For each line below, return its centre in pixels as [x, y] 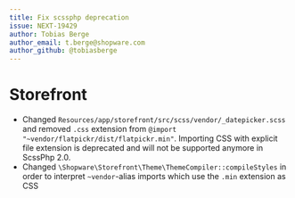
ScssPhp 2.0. [46, 158]
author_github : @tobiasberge [63, 51]
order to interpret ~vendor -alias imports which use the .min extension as [154, 177]
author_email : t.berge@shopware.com [77, 42]
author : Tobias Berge [49, 34]
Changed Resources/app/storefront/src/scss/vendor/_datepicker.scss [154, 120]
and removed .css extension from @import [99, 129]
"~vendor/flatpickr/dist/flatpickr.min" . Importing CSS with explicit [150, 138]
